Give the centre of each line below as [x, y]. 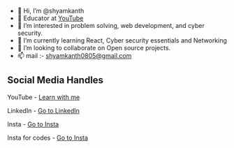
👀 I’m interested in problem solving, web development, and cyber [111, 25]
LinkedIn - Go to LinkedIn [44, 110]
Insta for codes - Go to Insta [48, 138]
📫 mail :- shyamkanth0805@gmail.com [74, 55]
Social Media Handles [55, 80]
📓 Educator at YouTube [50, 18]
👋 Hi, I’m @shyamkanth [51, 11]
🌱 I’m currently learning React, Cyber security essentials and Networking [122, 40]
